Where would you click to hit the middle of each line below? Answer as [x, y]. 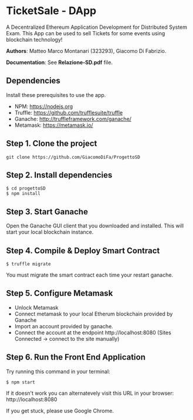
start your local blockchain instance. [50, 232]
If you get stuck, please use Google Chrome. [60, 411]
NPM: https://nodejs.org [44, 106]
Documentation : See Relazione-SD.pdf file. [60, 62]
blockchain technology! [34, 39]
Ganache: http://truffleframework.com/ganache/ [73, 119]
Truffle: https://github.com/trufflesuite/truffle [69, 112]
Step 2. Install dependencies [59, 175]
